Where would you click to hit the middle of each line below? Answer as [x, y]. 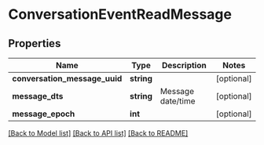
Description [184, 65]
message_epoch [44, 114]
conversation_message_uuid [67, 78]
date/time [178, 101]
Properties [35, 43]
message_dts [38, 96]
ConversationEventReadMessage [120, 14]
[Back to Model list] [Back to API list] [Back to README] [98, 133]
